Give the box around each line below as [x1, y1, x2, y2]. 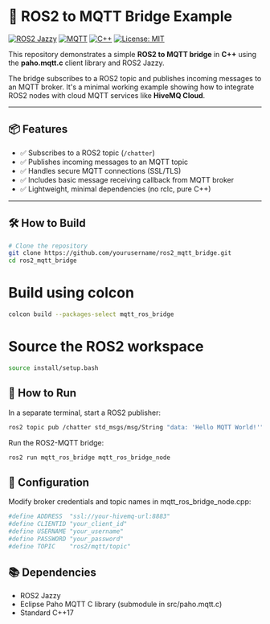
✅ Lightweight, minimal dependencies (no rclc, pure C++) [19, 184, 211, 194]
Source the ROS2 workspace [8, 338, 204, 356]
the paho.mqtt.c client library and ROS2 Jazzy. [8, 58, 165, 68]
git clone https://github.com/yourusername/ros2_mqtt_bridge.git [8, 249, 231, 257]
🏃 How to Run [8, 386, 77, 400]
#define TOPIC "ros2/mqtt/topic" [8, 542, 131, 550]
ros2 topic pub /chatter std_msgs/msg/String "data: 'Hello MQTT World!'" [8, 423, 264, 431]
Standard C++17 [19, 608, 74, 618]
